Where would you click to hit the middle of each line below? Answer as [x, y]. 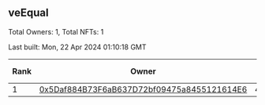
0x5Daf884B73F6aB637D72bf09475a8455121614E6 [143, 89]
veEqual [28, 13]
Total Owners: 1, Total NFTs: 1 [56, 31]
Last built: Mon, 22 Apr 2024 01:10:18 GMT [78, 47]
